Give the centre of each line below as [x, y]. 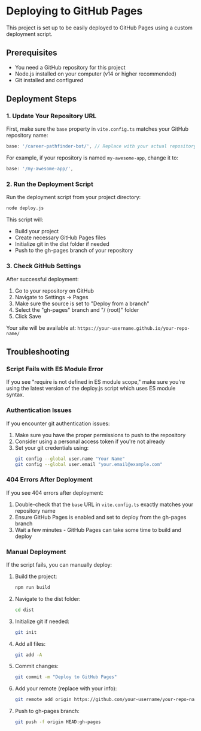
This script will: [25, 219]
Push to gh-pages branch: [47, 711]
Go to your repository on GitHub [54, 291]
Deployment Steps [41, 99]
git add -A [28, 655]
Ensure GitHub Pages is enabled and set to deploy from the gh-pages [100, 517]
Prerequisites [32, 53]
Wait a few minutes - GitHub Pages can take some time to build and [98, 530]
